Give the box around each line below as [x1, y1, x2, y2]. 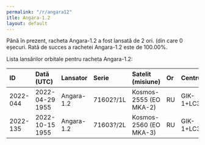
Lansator [60, 74, 88, 83]
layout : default [6, 20, 48, 26]
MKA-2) [132, 103, 157, 112]
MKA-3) [132, 128, 157, 137]
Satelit [132, 70, 151, 78]
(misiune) [132, 78, 160, 86]
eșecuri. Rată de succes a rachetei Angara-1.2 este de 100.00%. [6, 43, 168, 51]
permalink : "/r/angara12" [6, 9, 72, 15]
